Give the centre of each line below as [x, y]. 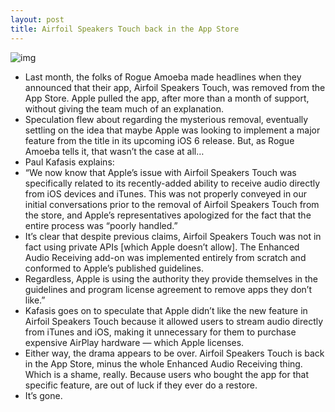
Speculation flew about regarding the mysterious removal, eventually [166, 119]
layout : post [37, 19]
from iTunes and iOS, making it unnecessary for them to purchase [160, 332]
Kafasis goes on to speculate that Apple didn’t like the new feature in [166, 310]
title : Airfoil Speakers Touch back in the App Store [125, 29]
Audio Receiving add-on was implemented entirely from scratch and [165, 257]
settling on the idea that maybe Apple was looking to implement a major [172, 130]
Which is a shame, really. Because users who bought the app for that [166, 374]
